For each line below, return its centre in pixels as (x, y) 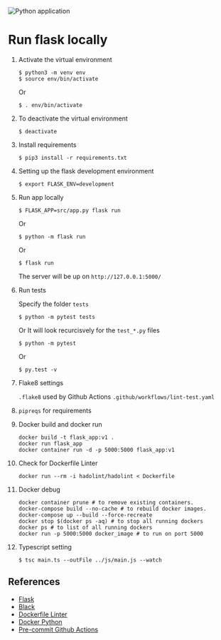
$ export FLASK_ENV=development (66, 184)
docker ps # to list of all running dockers (85, 527)
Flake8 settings (41, 382)
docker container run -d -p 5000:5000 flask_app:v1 (96, 449)
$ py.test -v (38, 370)
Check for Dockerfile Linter (58, 463)
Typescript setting (45, 547)
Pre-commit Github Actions (58, 629)
